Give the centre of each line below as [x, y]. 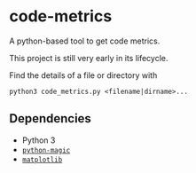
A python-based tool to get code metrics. [85, 41]
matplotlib [42, 160]
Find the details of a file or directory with [83, 75]
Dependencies [50, 118]
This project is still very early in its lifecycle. [89, 58]
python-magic [46, 150]
